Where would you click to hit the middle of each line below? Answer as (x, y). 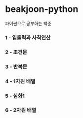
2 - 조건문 (16, 52)
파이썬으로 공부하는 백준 (28, 23)
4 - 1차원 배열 (20, 81)
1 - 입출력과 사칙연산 (28, 37)
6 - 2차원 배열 (21, 110)
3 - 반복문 (16, 66)
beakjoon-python (42, 9)
